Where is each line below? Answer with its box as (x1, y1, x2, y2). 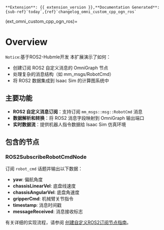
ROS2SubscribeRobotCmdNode (5, 154, 87, 161)
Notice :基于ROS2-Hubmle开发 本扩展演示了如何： (5, 54, 111, 60)
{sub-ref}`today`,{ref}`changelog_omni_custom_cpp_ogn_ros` (5, 9, 137, 14)
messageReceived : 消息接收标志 (12, 208, 83, 215)
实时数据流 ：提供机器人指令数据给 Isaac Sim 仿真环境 (12, 121, 126, 128)
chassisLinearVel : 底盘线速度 (12, 183, 76, 189)
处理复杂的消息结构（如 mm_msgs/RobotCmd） (12, 71, 114, 77)
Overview (5, 36, 48, 48)
